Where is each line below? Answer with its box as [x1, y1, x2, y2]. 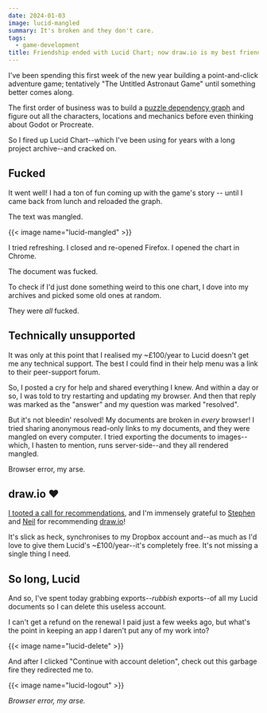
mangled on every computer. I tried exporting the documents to [8, 432, 216, 441]
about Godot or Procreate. [8, 120, 94, 129]
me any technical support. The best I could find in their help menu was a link [8, 358, 258, 368]
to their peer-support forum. [8, 367, 101, 377]
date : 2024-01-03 [8, 11, 66, 20]
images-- [217, 432, 248, 441]
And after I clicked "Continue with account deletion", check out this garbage [8, 656, 257, 666]
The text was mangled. [8, 212, 83, 221]
